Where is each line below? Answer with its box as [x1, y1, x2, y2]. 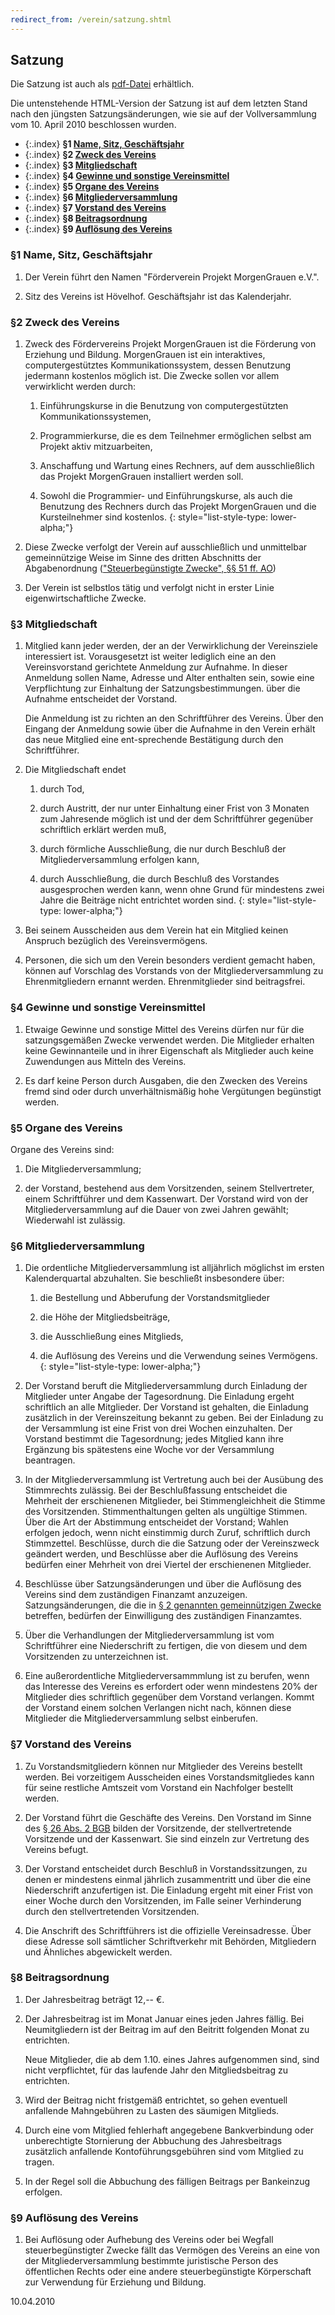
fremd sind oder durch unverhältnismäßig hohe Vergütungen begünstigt [24, 1085, 322, 1097]
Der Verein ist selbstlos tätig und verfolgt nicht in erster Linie [24, 582, 275, 594]
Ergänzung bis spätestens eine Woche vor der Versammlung [24, 1444, 275, 1456]
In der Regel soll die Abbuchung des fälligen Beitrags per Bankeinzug [24, 2175, 311, 2187]
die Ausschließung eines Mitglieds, [39, 1331, 184, 1343]
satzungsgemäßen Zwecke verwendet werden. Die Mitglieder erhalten [24, 1034, 315, 1046]
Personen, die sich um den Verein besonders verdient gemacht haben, [24, 954, 316, 966]
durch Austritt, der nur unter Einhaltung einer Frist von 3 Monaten [39, 802, 310, 815]
